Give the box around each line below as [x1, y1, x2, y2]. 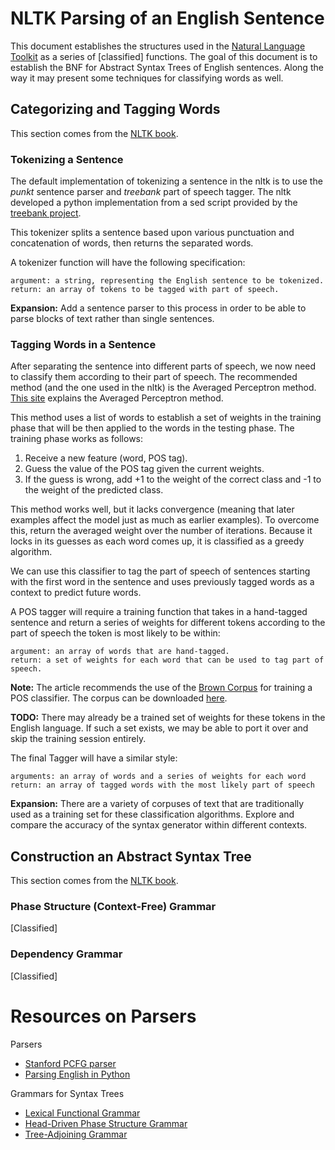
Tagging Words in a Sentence [10, 337, 157, 351]
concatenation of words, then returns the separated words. [10, 237, 254, 249]
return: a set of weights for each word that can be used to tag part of [10, 655, 325, 666]
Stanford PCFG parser [24, 1057, 117, 1069]
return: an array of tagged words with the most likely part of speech [10, 780, 315, 791]
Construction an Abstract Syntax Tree [10, 848, 252, 865]
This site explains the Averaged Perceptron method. [10, 392, 224, 404]
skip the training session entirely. [10, 733, 147, 745]
